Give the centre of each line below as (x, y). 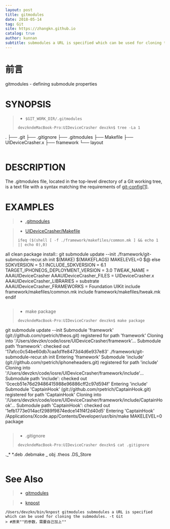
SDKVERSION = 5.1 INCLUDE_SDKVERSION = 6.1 (56, 265)
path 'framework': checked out (37, 346)
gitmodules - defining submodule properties (51, 84)
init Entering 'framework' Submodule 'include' (96, 357)
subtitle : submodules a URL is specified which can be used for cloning (83, 43)
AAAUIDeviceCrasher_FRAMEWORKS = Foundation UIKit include (73, 286)
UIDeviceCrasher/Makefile (53, 231)
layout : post (19, 10)
